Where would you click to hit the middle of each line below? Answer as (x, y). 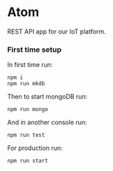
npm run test (26, 135)
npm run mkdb (26, 84)
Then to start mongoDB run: (47, 97)
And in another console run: (47, 122)
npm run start (28, 161)
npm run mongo (28, 110)
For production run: (35, 148)
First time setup (35, 50)
